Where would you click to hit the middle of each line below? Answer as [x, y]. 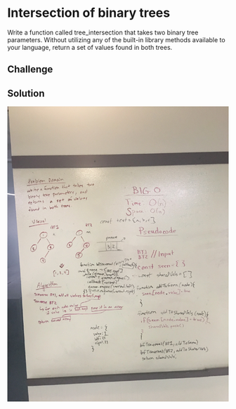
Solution [26, 93]
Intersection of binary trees [89, 13]
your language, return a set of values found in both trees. [90, 47]
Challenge [30, 69]
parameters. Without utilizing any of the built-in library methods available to [117, 39]
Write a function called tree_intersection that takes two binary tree [103, 32]
